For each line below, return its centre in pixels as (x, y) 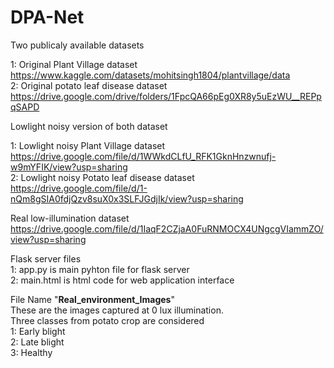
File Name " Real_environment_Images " (92, 299)
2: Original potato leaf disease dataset (89, 85)
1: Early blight (38, 331)
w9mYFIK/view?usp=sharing (69, 167)
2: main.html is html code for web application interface (122, 280)
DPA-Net (47, 17)
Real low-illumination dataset (70, 218)
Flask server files (46, 258)
